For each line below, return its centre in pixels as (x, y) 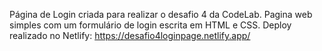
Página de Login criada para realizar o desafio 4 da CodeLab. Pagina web (161, 14)
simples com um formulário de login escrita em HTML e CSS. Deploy (150, 25)
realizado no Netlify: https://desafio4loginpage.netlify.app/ (130, 35)
